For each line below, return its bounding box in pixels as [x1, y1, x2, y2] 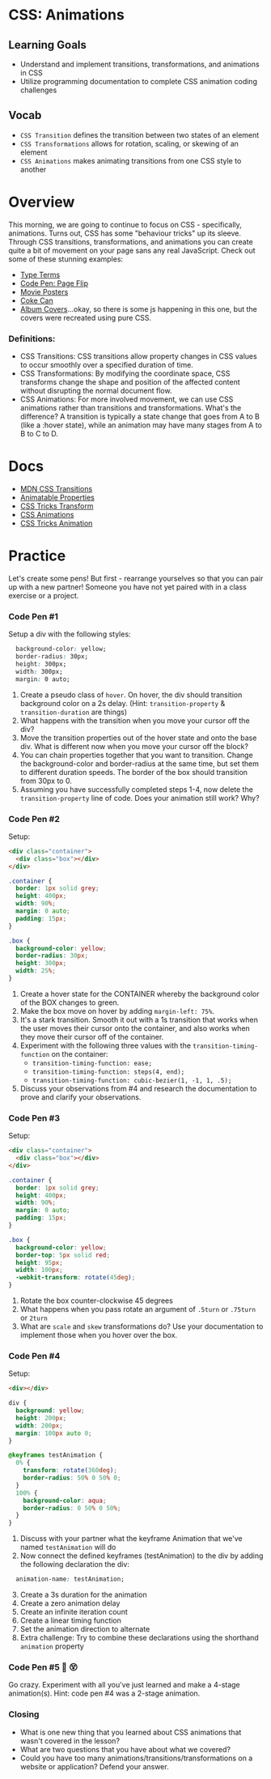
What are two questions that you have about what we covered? [19, 1744, 231, 1754]
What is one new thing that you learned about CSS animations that [19, 1727, 242, 1737]
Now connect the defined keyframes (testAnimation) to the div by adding [19, 1551, 264, 1560]
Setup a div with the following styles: [8, 629, 131, 639]
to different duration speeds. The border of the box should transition [19, 767, 248, 777]
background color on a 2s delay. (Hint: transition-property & [19, 698, 226, 708]
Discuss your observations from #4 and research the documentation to [19, 1083, 257, 1093]
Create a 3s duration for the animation [19, 1590, 147, 1600]
